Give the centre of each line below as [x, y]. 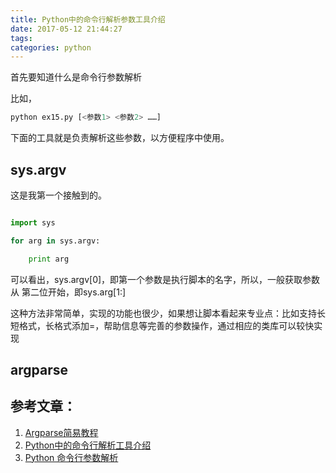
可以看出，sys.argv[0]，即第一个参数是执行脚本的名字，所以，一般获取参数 [165, 279]
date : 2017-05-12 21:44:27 [66, 29]
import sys [33, 222]
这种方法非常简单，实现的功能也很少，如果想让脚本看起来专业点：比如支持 [163, 313]
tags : [21, 38]
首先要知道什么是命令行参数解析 [76, 77]
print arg [49, 259]
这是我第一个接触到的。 [58, 195]
